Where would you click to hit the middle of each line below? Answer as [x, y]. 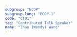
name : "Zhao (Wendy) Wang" [32, 27]
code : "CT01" [18, 18]
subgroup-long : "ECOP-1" [30, 14]
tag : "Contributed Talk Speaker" [39, 23]
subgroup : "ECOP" [23, 9]
